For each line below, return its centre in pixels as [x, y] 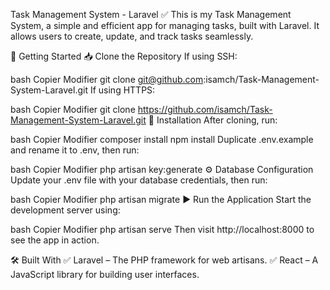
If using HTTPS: [122, 90]
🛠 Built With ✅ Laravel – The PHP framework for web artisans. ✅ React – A [164, 260]
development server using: [65, 210]
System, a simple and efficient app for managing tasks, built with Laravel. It [165, 25]
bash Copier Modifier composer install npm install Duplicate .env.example [162, 139]
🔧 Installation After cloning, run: [213, 120]
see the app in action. [55, 240]
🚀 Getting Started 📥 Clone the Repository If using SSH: [124, 56]
